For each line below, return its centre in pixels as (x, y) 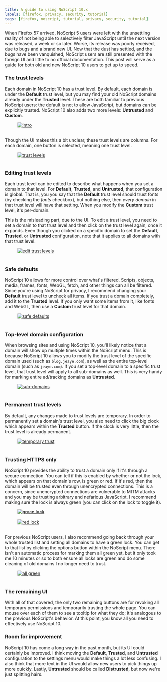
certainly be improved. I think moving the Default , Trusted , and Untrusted (82, 653)
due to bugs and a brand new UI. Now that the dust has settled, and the (79, 49)
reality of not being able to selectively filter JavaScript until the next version (83, 38)
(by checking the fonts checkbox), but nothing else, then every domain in (81, 199)
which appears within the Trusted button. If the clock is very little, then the (82, 426)
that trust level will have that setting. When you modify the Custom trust (79, 205)
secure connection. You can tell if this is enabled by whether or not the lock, (83, 476)
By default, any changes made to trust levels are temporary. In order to (78, 416)
